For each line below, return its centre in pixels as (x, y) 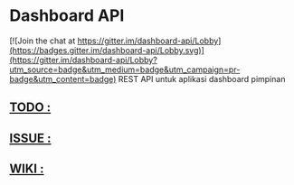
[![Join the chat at (43, 41)
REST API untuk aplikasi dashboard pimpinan (202, 79)
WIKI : (27, 169)
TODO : (30, 108)
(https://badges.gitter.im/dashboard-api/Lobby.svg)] (107, 50)
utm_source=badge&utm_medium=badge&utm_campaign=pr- (125, 69)
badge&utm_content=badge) (63, 79)
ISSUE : (30, 138)
